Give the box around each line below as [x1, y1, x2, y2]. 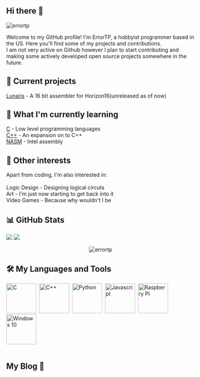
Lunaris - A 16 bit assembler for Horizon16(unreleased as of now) [6, 92, 166, 99]
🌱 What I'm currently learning [6, 110, 119, 120]
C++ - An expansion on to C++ [6, 132, 83, 139]
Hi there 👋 [6, 6, 44, 16]
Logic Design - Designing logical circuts [6, 184, 105, 191]
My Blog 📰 [6, 361, 45, 372]
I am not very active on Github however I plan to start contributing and [6, 46, 179, 53]
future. [6, 59, 23, 66]
